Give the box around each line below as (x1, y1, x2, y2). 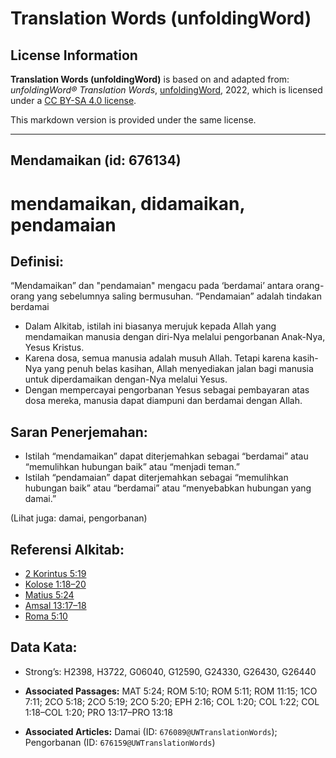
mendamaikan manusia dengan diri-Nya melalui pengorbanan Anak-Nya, (24, 331, 326, 343)
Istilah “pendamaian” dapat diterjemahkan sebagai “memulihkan (24, 472, 289, 484)
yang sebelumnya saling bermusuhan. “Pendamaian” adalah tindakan (36, 290, 322, 302)
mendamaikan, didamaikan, (10, 192, 245, 215)
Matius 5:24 (24, 589, 75, 601)
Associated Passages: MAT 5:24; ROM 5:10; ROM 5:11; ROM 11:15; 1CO (24, 685, 318, 697)
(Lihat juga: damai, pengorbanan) (10, 512, 148, 524)
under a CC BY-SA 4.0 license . (10, 95, 137, 106)
